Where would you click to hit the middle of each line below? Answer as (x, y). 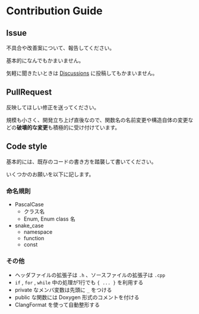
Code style (27, 147)
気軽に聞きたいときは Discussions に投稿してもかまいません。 (82, 73)
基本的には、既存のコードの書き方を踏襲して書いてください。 (81, 161)
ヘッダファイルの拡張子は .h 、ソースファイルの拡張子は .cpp (90, 275)
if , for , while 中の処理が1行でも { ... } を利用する (79, 282)
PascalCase (29, 204)
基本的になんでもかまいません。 (45, 60)
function (34, 238)
